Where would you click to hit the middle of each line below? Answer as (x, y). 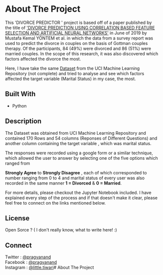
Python (19, 106)
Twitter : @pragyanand (28, 257)
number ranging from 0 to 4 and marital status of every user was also (75, 178)
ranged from (18, 163)
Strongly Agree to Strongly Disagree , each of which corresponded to (76, 172)
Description (23, 121)
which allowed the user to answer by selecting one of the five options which (81, 158)
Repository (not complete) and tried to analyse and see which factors (75, 73)
